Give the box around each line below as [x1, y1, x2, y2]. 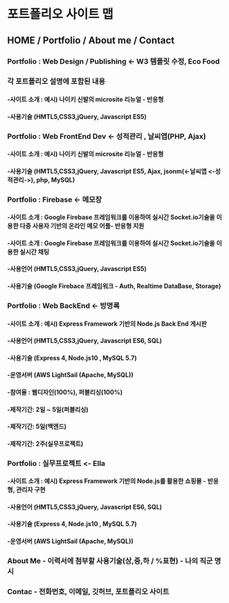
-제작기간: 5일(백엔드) [7, 422, 67, 430]
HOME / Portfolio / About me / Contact [7, 34, 175, 46]
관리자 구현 [16, 486, 46, 494]
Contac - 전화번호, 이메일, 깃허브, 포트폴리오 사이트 [7, 586, 170, 596]
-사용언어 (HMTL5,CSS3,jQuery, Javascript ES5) [7, 265, 147, 273]
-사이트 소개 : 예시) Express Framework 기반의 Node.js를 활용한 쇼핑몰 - [7, 477, 206, 485]
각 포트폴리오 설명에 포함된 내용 [7, 77, 106, 87]
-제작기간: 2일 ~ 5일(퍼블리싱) [7, 405, 89, 413]
